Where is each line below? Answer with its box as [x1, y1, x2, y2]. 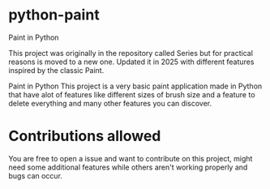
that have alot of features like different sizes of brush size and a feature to [8, 89, 255, 99]
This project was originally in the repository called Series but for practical [8, 48, 254, 58]
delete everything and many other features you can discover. [8, 98, 212, 108]
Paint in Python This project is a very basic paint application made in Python [8, 81, 263, 91]
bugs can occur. [8, 170, 63, 180]
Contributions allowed [8, 127, 161, 145]
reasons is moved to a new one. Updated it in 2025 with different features [8, 57, 255, 67]
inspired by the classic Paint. [8, 65, 105, 75]
